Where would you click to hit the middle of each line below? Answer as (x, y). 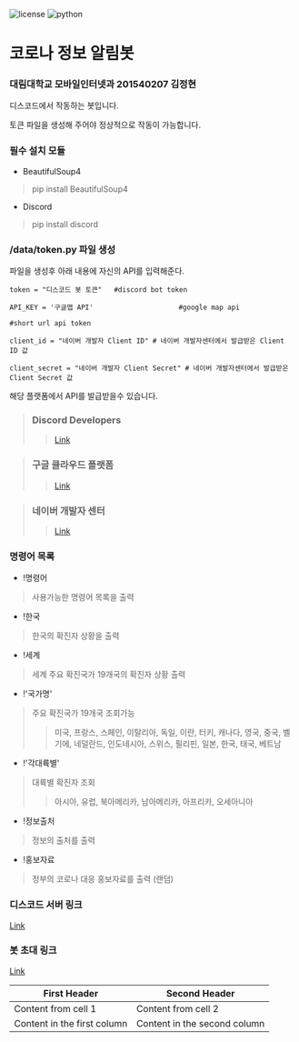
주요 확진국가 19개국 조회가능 (83, 713)
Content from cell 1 (55, 1008)
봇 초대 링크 (33, 950)
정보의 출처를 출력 (63, 840)
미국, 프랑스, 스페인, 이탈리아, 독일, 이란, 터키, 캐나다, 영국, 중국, (168, 733)
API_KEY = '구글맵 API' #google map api (125, 308)
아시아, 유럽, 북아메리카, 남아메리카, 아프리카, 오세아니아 (154, 802)
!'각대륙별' (41, 763)
